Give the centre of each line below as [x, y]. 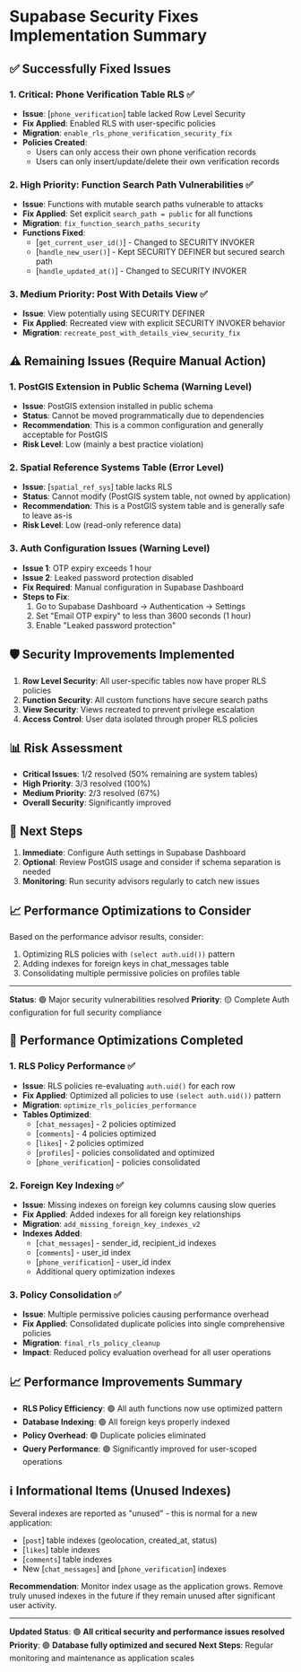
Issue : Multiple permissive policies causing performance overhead [145, 1314]
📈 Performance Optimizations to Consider [130, 910]
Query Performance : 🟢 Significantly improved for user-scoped [139, 1449]
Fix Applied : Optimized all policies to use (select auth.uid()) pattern [151, 1095]
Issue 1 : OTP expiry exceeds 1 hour [87, 568]
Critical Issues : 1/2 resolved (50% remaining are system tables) [140, 775]
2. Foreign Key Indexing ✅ [67, 1185]
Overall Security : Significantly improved [97, 803]
